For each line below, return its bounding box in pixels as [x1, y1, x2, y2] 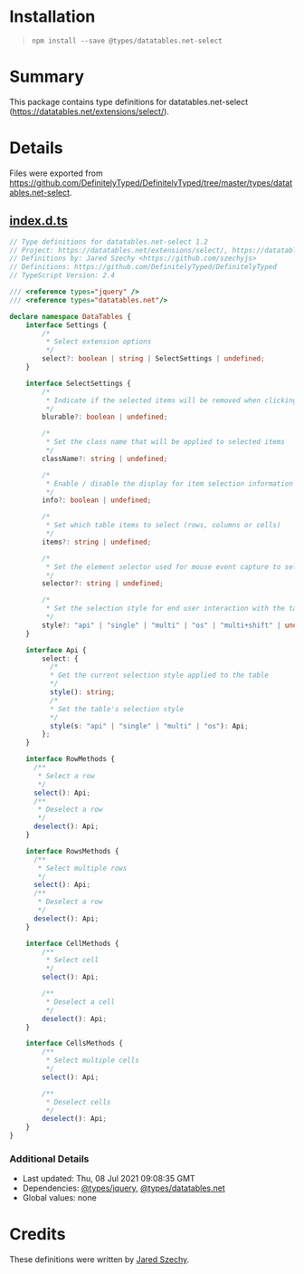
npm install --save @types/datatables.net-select [31, 36, 223, 45]
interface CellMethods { [25, 939, 119, 948]
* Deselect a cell [45, 997, 116, 1007]
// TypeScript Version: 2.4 [9, 271, 116, 280]
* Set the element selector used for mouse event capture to [45, 562, 281, 572]
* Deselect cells [45, 1097, 111, 1106]
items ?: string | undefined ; [42, 537, 152, 546]
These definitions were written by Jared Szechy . [9, 1254, 190, 1265]
